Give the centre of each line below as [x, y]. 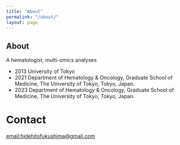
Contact [26, 120]
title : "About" [25, 11]
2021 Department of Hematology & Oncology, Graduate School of [94, 78]
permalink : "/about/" [33, 17]
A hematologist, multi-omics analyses [51, 60]
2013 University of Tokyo [45, 71]
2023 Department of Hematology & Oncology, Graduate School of [94, 90]
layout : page [22, 22]
